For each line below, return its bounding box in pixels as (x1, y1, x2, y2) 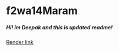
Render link (6, 39, 34, 46)
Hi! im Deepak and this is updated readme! (6, 23, 113, 30)
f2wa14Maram (6, 4, 78, 18)
